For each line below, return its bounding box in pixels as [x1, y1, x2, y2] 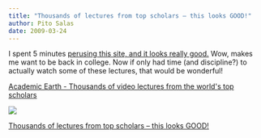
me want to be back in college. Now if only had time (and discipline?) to [8, 57, 247, 67]
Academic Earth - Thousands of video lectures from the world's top [8, 82, 234, 91]
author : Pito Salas [8, 19, 75, 27]
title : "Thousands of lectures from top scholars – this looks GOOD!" [8, 11, 252, 20]
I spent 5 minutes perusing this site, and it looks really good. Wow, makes [8, 49, 253, 59]
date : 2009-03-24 [8, 27, 67, 35]
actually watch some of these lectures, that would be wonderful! [8, 66, 224, 76]
